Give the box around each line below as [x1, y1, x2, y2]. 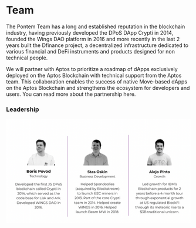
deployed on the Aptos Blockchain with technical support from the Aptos [6, 72, 182, 79]
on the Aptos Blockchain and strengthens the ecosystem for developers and [6, 84, 190, 91]
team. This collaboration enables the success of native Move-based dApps [6, 78, 188, 85]
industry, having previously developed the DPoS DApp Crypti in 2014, [6, 29, 174, 36]
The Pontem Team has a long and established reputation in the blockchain [6, 23, 185, 30]
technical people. [6, 54, 48, 61]
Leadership [6, 105, 39, 113]
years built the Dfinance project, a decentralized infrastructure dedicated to [6, 42, 189, 49]
